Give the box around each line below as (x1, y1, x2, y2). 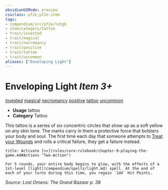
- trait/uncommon (5, 54, 42, 60)
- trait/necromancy (5, 40, 47, 45)
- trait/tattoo (5, 50, 37, 55)
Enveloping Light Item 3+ (5, 81, 113, 92)
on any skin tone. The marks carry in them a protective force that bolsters (5, 128, 159, 134)
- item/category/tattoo (5, 26, 56, 31)
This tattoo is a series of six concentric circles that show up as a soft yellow (5, 122, 163, 129)
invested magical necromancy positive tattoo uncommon (5, 98, 123, 104)
